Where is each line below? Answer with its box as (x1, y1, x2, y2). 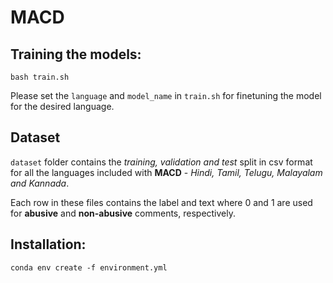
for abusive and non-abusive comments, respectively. (10, 207, 237, 219)
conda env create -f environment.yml (10, 262, 168, 273)
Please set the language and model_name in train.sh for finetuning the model (10, 90, 322, 101)
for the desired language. (10, 101, 115, 112)
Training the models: (10, 46, 142, 63)
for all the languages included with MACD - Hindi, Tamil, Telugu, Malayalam (10, 166, 323, 178)
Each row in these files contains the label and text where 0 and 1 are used (10, 196, 313, 208)
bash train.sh (10, 72, 70, 82)
